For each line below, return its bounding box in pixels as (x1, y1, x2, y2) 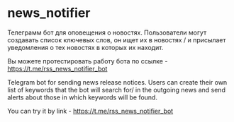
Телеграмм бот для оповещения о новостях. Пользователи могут (7, 28, 207, 37)
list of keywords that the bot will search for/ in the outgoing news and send (7, 85, 225, 94)
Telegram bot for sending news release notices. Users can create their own (7, 78, 228, 86)
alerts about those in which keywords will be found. (7, 93, 158, 102)
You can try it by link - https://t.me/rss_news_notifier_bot (7, 106, 174, 115)
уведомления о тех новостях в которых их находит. (7, 43, 164, 51)
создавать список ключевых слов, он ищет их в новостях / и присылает (7, 35, 226, 44)
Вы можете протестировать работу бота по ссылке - (7, 56, 168, 65)
